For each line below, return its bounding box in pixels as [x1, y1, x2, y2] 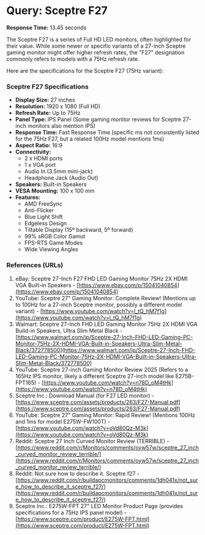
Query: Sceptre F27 [6, 4, 108, 18]
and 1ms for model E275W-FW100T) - [15, 418, 111, 425]
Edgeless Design [24, 220, 67, 227]
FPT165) [15, 378, 37, 386]
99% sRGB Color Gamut [24, 233, 86, 240]
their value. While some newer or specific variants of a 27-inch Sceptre [6, 42, 186, 50]
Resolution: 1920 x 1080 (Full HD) [15, 103, 101, 110]
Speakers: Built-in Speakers [15, 181, 87, 188]
